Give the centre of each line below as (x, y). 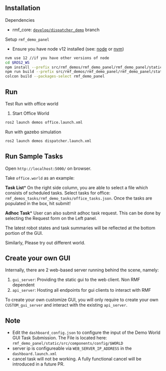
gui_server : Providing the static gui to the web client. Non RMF (76, 280)
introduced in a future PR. (38, 364)
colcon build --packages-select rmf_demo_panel (55, 76)
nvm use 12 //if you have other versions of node (57, 58)
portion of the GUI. (24, 233)
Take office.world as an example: (40, 178)
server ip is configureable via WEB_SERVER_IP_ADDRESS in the (72, 348)
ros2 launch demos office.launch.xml (44, 122)
